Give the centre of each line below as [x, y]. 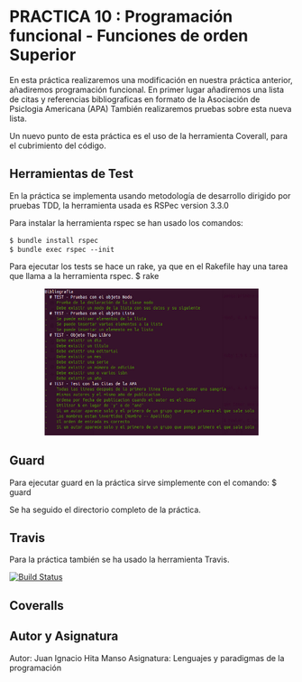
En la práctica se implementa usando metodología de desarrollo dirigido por [150, 195]
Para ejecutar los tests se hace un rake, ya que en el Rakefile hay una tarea [149, 266]
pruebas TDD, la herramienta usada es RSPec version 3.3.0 [119, 205]
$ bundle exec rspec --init [62, 249]
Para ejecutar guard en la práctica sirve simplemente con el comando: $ [143, 482]
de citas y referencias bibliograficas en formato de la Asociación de [135, 99]
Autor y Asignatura [64, 636]
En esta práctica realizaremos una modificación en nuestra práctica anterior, [151, 79]
